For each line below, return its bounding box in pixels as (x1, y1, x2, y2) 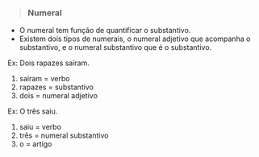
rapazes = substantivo (19, 82, 94, 92)
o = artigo (19, 139, 52, 149)
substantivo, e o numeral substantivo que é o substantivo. (19, 43, 212, 52)
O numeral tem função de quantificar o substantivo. (19, 26, 191, 35)
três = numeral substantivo (19, 130, 109, 140)
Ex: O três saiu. (7, 106, 58, 116)
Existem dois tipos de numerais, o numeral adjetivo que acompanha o (19, 34, 251, 43)
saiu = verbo (19, 122, 62, 132)
